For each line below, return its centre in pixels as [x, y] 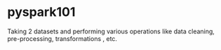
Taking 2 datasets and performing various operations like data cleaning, [111, 31]
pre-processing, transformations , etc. [62, 38]
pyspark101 [41, 12]
